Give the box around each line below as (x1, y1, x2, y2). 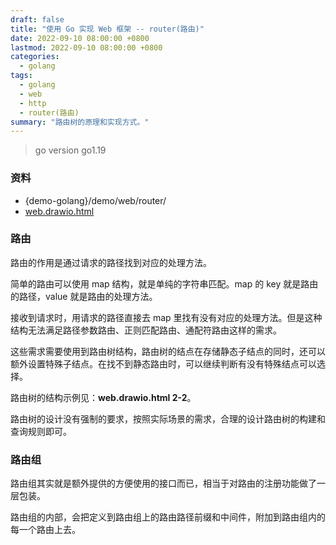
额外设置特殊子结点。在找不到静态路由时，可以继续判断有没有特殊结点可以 (10, 357, 317, 370)
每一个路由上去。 (10, 524, 81, 536)
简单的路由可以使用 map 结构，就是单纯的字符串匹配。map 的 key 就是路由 (10, 277, 319, 290)
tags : (10, 71, 33, 81)
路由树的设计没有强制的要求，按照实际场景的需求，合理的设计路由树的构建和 (10, 412, 326, 425)
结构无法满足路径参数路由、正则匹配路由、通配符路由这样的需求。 (10, 324, 282, 336)
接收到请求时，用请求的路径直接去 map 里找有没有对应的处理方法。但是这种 (10, 311, 323, 323)
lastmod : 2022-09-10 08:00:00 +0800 (10, 42, 163, 53)
